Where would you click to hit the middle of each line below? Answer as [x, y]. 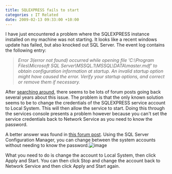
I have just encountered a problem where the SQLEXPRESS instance [78, 34]
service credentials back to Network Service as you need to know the [79, 119]
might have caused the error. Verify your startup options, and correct [91, 77]
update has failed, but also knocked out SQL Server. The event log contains [85, 45]
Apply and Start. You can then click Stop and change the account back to [83, 161]
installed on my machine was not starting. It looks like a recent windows [81, 39]
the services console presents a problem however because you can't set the [86, 114]
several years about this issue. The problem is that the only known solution [84, 97]
